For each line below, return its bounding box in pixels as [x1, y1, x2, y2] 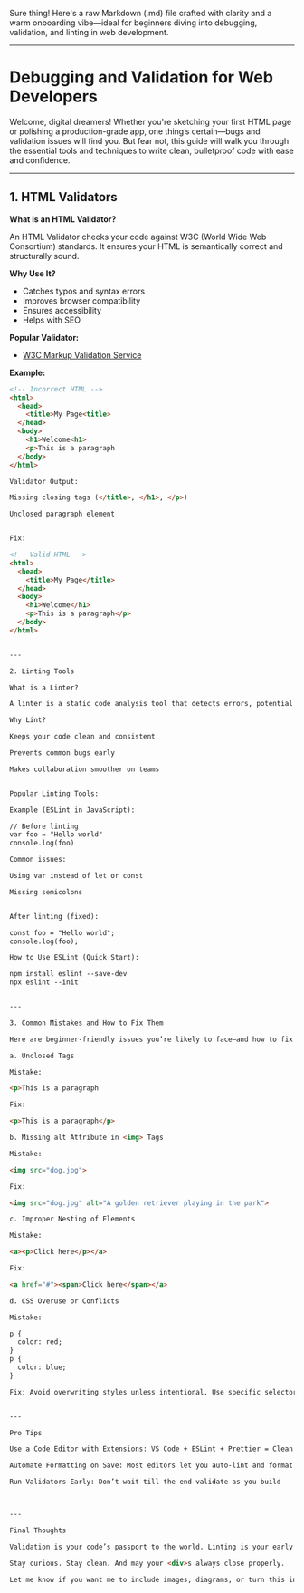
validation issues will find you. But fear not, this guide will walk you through [9, 135, 290, 146]
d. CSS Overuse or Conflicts [9, 1296, 119, 1306]
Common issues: [9, 855, 67, 864]
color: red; [17, 1337, 63, 1347]
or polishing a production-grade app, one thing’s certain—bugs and [9, 126, 261, 137]
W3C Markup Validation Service [22, 349, 142, 361]
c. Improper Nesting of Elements [9, 1214, 136, 1224]
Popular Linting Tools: [9, 788, 100, 798]
